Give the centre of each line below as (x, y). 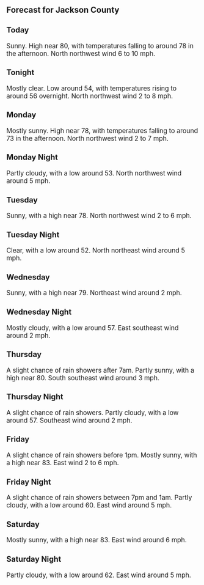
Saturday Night (34, 559)
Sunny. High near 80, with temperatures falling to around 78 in (100, 46)
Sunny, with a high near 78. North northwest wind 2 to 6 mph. (99, 216)
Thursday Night (35, 397)
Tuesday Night (33, 234)
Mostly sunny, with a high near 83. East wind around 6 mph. (97, 540)
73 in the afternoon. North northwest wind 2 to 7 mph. (88, 138)
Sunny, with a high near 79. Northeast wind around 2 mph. (94, 293)
